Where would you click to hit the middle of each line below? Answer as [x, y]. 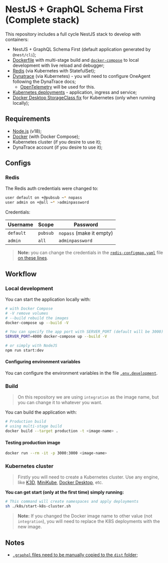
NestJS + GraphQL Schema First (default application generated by [81, 49]
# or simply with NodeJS [31, 346]
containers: [17, 39]
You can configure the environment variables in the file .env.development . [81, 373]
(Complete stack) [42, 20]
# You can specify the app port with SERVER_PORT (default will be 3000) [85, 332]
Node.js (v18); [27, 131]
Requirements [28, 119]
